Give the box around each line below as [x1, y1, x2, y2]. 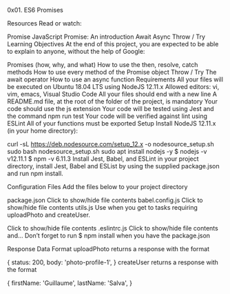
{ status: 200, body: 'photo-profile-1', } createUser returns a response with [7, 258, 219, 266]
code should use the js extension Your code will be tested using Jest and [7, 105, 215, 112]
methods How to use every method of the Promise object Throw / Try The [7, 68, 217, 76]
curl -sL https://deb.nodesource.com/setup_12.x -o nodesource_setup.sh [7, 140, 215, 148]
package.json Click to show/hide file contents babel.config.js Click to [7, 196, 203, 204]
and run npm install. [7, 169, 63, 177]
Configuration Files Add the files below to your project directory [7, 183, 188, 190]
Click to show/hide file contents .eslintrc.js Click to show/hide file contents [7, 224, 218, 232]
